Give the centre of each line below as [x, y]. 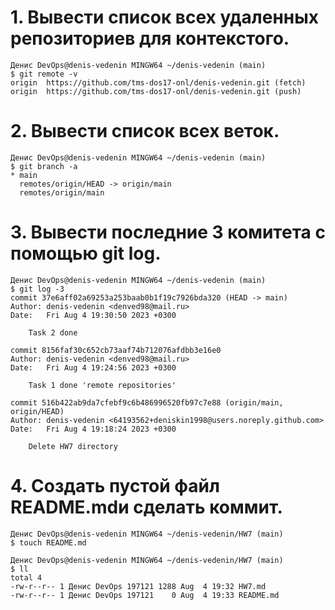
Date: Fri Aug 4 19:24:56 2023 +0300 [93, 367]
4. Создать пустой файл [115, 486]
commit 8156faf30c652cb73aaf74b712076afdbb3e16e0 [116, 350]
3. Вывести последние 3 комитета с [168, 232]
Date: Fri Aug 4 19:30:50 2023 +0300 [93, 315]
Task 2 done [53, 332]
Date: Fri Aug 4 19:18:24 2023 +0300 [93, 429]
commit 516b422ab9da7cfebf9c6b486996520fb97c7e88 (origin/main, [147, 402]
